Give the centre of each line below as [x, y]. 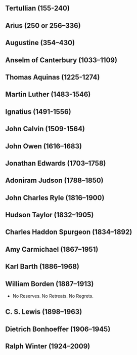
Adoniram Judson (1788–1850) [54, 181]
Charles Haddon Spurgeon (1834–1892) [69, 232]
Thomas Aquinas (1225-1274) [53, 77]
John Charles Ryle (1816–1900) [55, 198]
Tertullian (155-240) [37, 8]
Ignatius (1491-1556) [38, 112]
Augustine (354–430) [40, 43]
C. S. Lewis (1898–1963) [44, 312]
